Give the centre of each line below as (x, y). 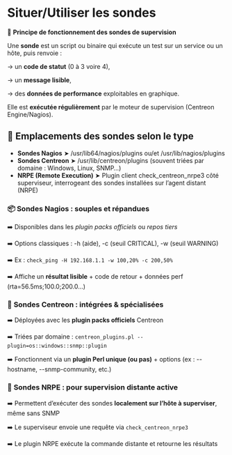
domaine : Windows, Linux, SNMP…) (69, 168)
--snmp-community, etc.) (75, 369)
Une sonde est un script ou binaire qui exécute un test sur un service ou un (115, 45)
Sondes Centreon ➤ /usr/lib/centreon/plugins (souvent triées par (111, 160)
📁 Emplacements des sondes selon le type (100, 136)
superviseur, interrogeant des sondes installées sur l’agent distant (111, 183)
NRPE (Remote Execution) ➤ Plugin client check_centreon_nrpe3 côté (118, 175)
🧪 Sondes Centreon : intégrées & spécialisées (85, 304)
